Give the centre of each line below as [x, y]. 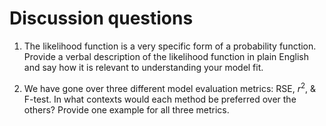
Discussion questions [101, 18]
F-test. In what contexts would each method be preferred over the [160, 99]
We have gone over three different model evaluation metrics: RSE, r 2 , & [170, 87]
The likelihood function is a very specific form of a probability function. [170, 46]
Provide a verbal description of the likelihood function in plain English [166, 56]
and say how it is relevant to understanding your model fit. [143, 67]
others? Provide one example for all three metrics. [126, 109]
